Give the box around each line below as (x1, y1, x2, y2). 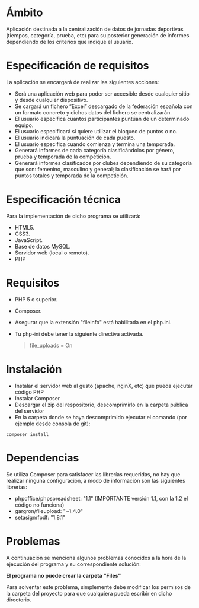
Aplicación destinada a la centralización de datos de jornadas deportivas (6, 26, 184, 33)
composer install (6, 431, 49, 437)
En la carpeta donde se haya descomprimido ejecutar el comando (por (14, 413, 188, 421)
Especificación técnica (6, 193, 121, 206)
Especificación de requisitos (6, 59, 149, 72)
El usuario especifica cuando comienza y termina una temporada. (14, 140, 175, 148)
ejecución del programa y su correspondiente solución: (6, 561, 141, 568)
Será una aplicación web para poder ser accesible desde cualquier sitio (14, 90, 190, 97)
